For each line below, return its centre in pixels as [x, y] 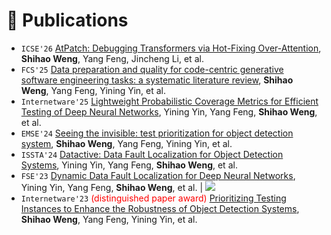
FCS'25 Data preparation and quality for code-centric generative [152, 69]
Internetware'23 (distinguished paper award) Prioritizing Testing [153, 198]
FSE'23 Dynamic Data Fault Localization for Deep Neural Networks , [158, 175]
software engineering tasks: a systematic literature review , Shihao [157, 80]
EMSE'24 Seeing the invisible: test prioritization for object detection [157, 133]
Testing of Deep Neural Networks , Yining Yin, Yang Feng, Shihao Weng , [169, 111]
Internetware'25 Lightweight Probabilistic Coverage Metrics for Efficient [169, 101]
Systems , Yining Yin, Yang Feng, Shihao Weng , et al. [129, 165]
